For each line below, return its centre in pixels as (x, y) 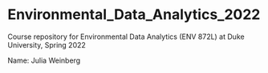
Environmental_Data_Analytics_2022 (134, 15)
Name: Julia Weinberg (44, 60)
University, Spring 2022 (47, 44)
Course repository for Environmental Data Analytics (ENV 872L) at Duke (126, 36)
